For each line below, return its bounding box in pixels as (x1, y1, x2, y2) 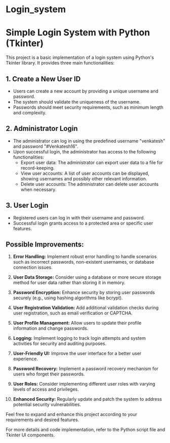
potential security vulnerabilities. (13, 401, 81, 407)
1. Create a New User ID (6, 75, 81, 83)
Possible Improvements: (6, 240, 84, 248)
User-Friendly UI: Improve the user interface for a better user (13, 351, 142, 357)
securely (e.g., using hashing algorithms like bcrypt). (13, 295, 123, 301)
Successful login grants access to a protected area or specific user (13, 220, 153, 226)
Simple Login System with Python (6, 27, 150, 39)
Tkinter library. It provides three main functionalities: (6, 60, 115, 66)
